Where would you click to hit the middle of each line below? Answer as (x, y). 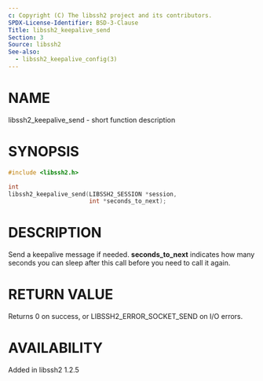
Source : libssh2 (35, 45)
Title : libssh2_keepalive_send (59, 30)
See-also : (24, 52)
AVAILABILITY (56, 348)
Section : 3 (26, 37)
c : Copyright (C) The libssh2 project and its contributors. (110, 15)
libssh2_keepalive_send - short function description (92, 119)
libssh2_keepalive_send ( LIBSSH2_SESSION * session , (93, 194)
